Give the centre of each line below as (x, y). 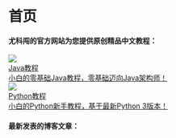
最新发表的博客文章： (44, 126)
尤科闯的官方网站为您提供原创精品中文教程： (83, 40)
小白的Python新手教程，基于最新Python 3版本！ (88, 106)
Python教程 (27, 96)
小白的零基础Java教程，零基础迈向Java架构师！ (88, 78)
